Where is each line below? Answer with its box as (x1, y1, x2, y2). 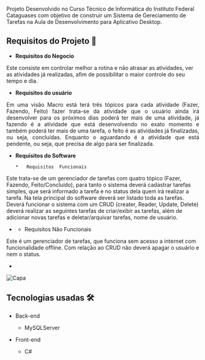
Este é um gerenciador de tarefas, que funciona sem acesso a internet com (6, 237, 196, 245)
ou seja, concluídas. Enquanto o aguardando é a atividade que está (6, 133, 199, 140)
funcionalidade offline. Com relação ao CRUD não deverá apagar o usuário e (6, 243, 199, 251)
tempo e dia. (6, 77, 38, 85)
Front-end (15, 335, 41, 343)
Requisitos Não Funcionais (24, 225, 92, 232)
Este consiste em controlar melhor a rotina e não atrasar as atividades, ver (6, 64, 194, 71)
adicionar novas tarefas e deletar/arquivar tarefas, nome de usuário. (6, 213, 178, 221)
